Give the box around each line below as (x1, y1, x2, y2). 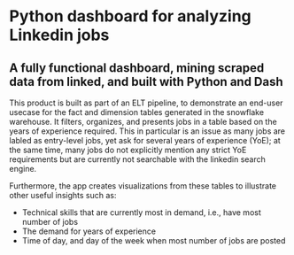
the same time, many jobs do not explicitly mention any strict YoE (9, 144, 247, 155)
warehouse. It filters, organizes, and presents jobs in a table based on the (9, 117, 277, 127)
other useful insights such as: (9, 190, 117, 200)
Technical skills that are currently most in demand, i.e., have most (21, 207, 261, 218)
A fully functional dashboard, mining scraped (9, 60, 265, 75)
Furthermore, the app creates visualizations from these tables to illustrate (9, 181, 277, 191)
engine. (9, 164, 37, 174)
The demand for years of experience (21, 226, 157, 236)
